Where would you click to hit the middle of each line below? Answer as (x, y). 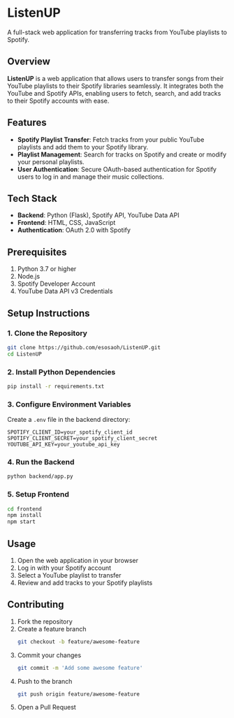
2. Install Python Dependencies (61, 372)
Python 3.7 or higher (47, 269)
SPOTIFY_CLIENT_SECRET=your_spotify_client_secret (82, 439)
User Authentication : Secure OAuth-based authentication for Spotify (117, 169)
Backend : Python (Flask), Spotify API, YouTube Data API (98, 215)
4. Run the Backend (41, 462)
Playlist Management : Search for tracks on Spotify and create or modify (122, 154)
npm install (24, 515)
